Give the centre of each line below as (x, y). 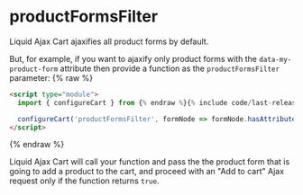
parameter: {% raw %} (51, 77)
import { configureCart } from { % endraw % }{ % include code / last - (145, 102)
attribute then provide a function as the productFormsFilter (170, 68)
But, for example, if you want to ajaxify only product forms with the (133, 58)
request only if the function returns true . (84, 181)
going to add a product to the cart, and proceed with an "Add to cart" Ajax (147, 172)
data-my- (275, 59)
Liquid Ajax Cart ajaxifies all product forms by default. (109, 41)
